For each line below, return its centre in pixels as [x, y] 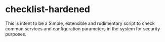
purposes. [16, 34]
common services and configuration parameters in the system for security [83, 28]
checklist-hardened [48, 9]
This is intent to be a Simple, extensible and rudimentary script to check [80, 23]
